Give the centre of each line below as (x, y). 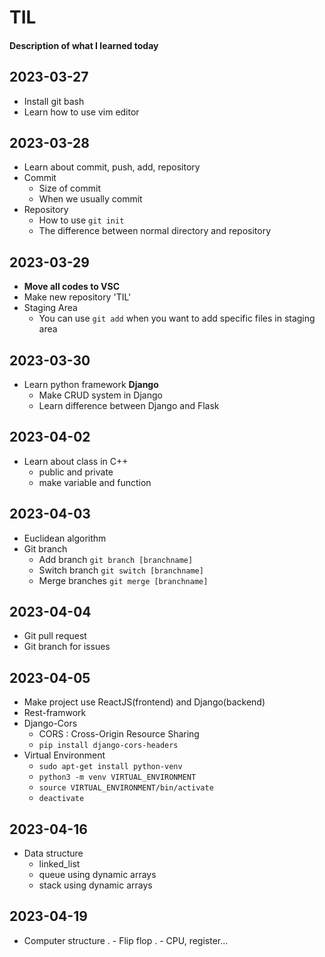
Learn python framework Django (91, 385)
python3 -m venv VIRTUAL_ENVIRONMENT (117, 777)
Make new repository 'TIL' (77, 297)
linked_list (59, 864)
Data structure (53, 853)
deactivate (61, 799)
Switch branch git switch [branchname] (121, 570)
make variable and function (95, 482)
